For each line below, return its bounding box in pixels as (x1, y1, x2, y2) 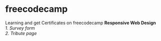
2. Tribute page (5, 30, 37, 36)
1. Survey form (5, 25, 35, 31)
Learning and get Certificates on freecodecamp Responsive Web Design (5, 20, 156, 26)
